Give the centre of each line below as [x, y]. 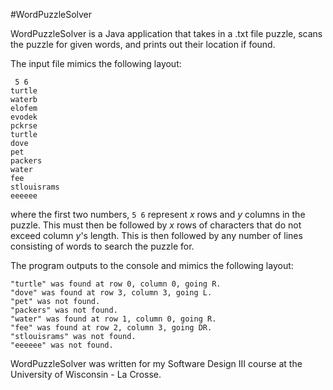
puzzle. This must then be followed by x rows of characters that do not [156, 225]
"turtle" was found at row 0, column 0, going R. [116, 284]
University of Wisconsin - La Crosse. [86, 374]
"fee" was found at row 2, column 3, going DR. [111, 328]
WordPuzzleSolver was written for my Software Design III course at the [156, 363]
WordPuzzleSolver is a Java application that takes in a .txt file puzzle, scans [166, 33]
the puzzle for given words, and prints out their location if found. [143, 44]
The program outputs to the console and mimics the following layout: [152, 265]
